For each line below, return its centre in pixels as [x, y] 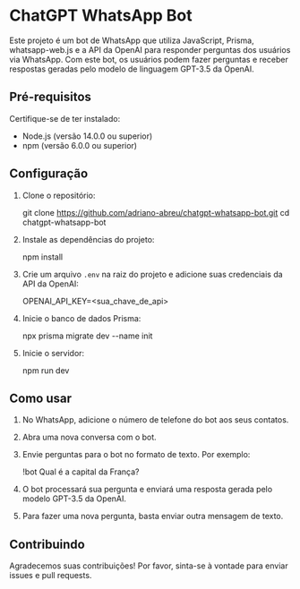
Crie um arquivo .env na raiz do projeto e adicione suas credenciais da [153, 274]
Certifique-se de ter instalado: [65, 118]
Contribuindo [47, 544]
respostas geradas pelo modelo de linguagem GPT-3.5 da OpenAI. [132, 69]
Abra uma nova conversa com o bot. [89, 437]
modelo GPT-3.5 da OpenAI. [74, 499]
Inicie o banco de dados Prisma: [81, 318]
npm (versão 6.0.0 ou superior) [79, 145]
